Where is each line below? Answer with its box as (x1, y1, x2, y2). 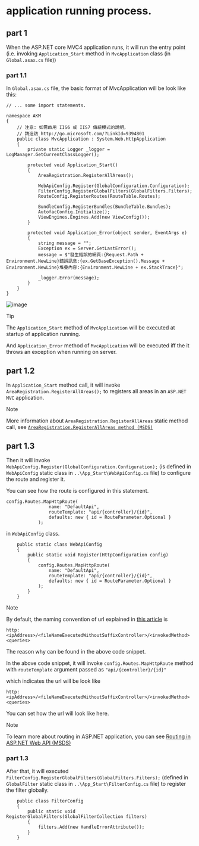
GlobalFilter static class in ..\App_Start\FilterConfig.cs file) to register (6, 780, 186, 788)
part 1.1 (6, 71, 27, 79)
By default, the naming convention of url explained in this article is (6, 615, 168, 623)
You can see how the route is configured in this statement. (6, 487, 149, 494)
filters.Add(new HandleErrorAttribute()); (37, 824, 145, 831)
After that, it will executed (6, 767, 69, 775)
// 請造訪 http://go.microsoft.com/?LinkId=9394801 (17, 131, 145, 137)
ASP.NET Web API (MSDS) (6, 739, 71, 746)
